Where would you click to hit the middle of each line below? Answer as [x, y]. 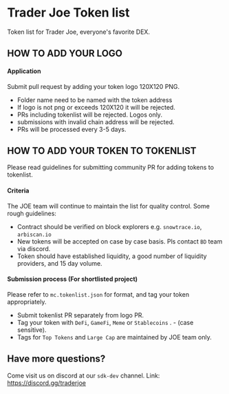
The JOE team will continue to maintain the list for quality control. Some [108, 206]
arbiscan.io [34, 235]
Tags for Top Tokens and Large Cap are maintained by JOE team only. [114, 337]
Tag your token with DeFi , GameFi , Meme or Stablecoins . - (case [105, 322]
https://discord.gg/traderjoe [47, 383]
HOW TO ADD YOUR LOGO [65, 53]
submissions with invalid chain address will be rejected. [96, 121]
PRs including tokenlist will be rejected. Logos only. [90, 115]
